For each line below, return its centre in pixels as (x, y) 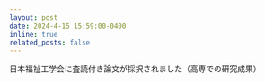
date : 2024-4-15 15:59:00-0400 (68, 26)
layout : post (34, 17)
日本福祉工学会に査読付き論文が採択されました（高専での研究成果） (135, 69)
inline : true (34, 34)
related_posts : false (50, 42)
